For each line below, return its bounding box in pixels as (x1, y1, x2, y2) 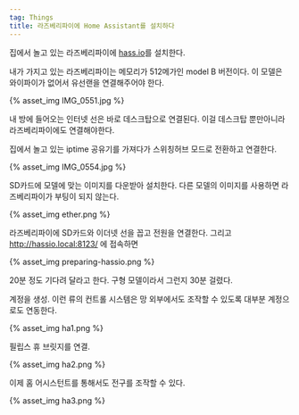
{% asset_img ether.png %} (9, 209, 111, 220)
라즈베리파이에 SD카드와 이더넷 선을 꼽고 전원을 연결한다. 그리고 (9, 227, 232, 237)
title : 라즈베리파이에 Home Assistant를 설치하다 (9, 21, 175, 30)
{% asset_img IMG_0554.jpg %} (9, 162, 127, 172)
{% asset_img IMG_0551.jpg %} (9, 95, 125, 105)
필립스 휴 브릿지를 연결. (9, 341, 91, 352)
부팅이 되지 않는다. (54, 191, 120, 202)
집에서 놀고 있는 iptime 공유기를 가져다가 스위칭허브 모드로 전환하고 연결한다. (9, 144, 278, 154)
